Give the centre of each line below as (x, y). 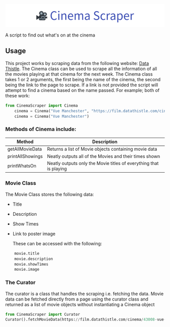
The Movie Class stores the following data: (50, 194)
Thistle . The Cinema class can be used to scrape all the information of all (81, 69)
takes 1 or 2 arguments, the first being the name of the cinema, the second (83, 79)
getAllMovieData (25, 149)
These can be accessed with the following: (57, 243)
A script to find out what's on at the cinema (50, 35)
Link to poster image (34, 234)
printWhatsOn (22, 166)
